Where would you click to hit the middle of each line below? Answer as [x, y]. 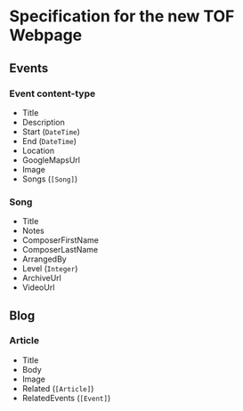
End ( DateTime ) [49, 141]
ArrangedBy [44, 259]
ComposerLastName [60, 250]
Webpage [46, 35]
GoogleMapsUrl [51, 160]
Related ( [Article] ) [58, 388]
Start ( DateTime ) [51, 132]
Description [43, 122]
